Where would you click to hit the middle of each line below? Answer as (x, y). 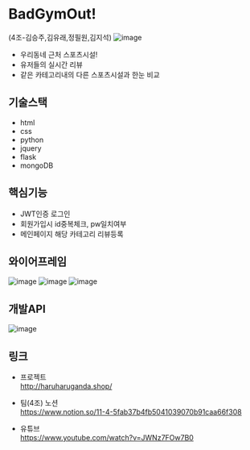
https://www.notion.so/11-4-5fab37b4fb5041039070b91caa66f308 (131, 412)
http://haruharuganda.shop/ (66, 386)
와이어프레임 (37, 262)
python (32, 140)
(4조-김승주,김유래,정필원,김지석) (60, 37)
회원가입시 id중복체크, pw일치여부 (73, 223)
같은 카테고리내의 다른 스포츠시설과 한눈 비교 (90, 74)
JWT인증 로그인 (45, 214)
